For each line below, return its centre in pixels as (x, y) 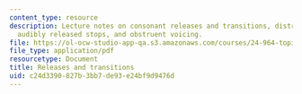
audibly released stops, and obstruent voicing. (110, 34)
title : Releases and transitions (72, 68)
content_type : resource (54, 17)
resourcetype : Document (54, 59)
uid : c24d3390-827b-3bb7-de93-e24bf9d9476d (92, 76)
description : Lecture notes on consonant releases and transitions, (140, 26)
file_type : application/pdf (62, 51)
